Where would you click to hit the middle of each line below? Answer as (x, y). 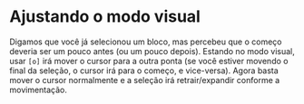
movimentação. (39, 90)
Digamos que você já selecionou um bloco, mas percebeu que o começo (146, 42)
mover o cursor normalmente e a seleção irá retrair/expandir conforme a (145, 80)
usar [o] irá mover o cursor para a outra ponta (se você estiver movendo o (149, 61)
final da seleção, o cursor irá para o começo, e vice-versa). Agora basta (144, 71)
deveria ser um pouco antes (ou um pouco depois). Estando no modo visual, (152, 51)
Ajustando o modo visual (105, 17)
